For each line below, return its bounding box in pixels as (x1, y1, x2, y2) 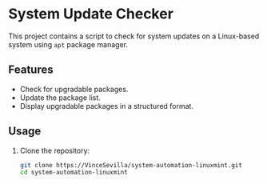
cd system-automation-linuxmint (19, 169, 128, 177)
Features (8, 63, 54, 77)
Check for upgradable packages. (19, 84, 129, 94)
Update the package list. (19, 93, 102, 102)
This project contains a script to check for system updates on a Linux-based (8, 31, 260, 41)
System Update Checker (8, 5, 174, 23)
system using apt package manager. (8, 39, 128, 49)
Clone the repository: (19, 146, 90, 155)
